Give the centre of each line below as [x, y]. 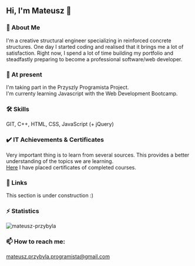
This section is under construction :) [50, 195]
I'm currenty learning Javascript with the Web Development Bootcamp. [92, 93]
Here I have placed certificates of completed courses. [71, 167]
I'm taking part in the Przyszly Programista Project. [68, 87]
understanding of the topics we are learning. [60, 161]
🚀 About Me [23, 28]
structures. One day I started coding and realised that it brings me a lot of [95, 46]
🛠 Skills [18, 109]
